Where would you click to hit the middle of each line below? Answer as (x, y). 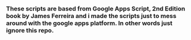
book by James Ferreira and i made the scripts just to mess (91, 16)
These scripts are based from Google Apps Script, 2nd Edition (96, 9)
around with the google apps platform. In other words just (89, 23)
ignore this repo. (30, 30)
